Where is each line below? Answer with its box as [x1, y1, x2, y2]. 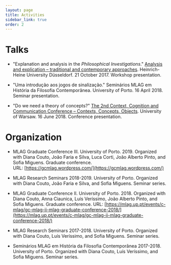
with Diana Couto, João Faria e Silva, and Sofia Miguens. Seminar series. [12, 180, 166, 186]
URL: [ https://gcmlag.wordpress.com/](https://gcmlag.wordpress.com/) [12, 165, 164, 171]
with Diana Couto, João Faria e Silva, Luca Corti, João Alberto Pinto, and [12, 154, 166, 160]
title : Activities [5, 12, 45, 17]
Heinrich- [140, 66, 160, 72]
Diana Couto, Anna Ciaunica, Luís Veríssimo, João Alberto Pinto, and [12, 196, 158, 202]
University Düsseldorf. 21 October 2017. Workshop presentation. [26, 72, 162, 78]
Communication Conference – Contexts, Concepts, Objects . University [12, 108, 162, 115]
